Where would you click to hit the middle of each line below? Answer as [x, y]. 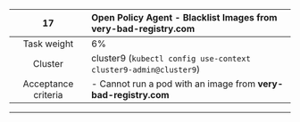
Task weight [48, 44]
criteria [48, 95]
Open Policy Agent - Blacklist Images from [184, 17]
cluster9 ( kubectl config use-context [171, 58]
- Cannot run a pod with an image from [174, 84]
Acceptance [48, 84]
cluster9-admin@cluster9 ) [146, 69]
